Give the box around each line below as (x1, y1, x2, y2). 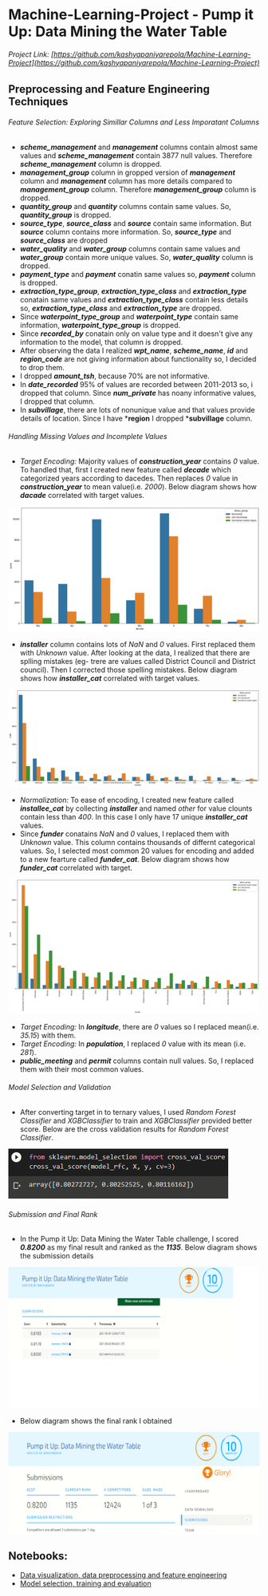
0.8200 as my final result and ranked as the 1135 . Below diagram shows (19, 1242, 258, 1252)
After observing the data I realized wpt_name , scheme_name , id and (19, 346, 249, 355)
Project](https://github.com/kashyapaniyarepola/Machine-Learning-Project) (8, 57, 260, 67)
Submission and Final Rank (8, 1209, 98, 1219)
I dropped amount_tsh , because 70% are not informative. (19, 371, 210, 381)
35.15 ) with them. (19, 1030, 77, 1040)
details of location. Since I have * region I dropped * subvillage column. (19, 413, 253, 423)
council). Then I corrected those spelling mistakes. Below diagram (19, 665, 238, 674)
